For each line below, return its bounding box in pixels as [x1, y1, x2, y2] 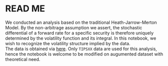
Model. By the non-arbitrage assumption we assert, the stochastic [5, 24, 142, 30]
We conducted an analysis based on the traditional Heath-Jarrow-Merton [5, 19, 157, 25]
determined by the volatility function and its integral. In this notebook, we [5, 35, 156, 41]
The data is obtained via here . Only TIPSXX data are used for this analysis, [5, 46, 157, 52]
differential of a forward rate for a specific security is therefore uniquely [5, 30, 154, 36]
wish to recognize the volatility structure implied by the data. [5, 40, 131, 46]
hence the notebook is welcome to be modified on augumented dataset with [5, 51, 163, 57]
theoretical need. [5, 56, 41, 62]
